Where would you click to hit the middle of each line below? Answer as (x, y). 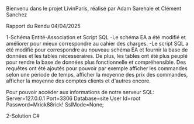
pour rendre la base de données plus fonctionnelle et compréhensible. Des (96, 62)
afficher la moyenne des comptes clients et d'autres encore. (78, 81)
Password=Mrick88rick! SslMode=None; (55, 104)
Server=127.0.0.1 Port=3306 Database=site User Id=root (73, 98)
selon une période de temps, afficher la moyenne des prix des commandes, (97, 75)
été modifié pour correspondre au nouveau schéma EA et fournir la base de (97, 50)
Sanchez (17, 15)
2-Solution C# (23, 116)
